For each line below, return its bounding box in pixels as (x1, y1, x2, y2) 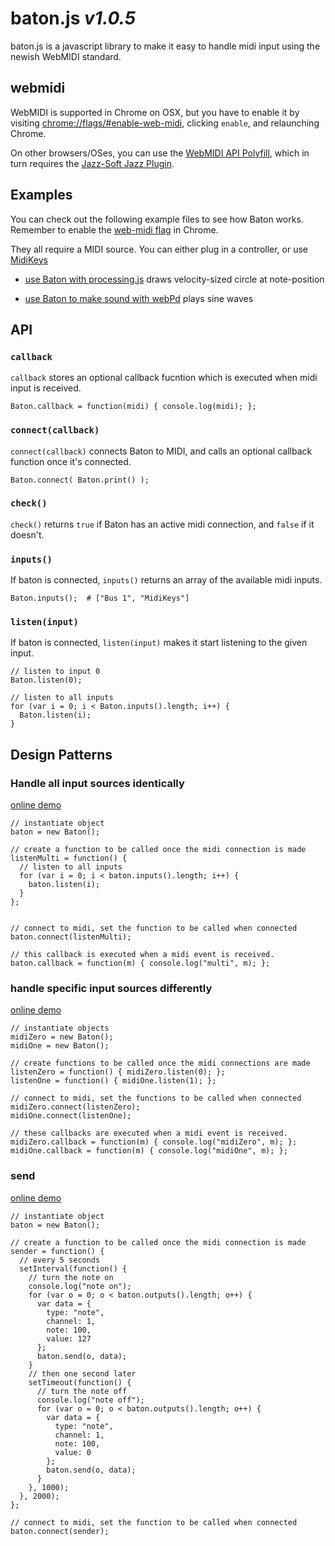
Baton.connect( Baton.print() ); (10, 475, 150, 485)
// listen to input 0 (10, 667, 101, 677)
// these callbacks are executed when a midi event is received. (10, 1128, 288, 1139)
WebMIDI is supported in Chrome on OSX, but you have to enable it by (10, 106, 300, 118)
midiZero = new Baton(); (10, 1032, 114, 1042)
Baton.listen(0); (10, 675, 83, 686)
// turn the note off (36, 1386, 128, 1396)
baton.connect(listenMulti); (10, 932, 132, 942)
